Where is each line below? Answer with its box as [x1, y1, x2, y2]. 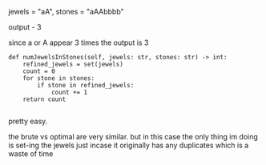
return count [22, 95, 66, 103]
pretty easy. [8, 116, 48, 126]
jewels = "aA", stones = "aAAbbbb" [8, 7, 124, 16]
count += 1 [50, 88, 88, 96]
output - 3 [8, 22, 42, 31]
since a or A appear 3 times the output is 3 [8, 38, 149, 47]
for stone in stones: [22, 74, 95, 82]
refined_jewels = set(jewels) [22, 60, 124, 68]
